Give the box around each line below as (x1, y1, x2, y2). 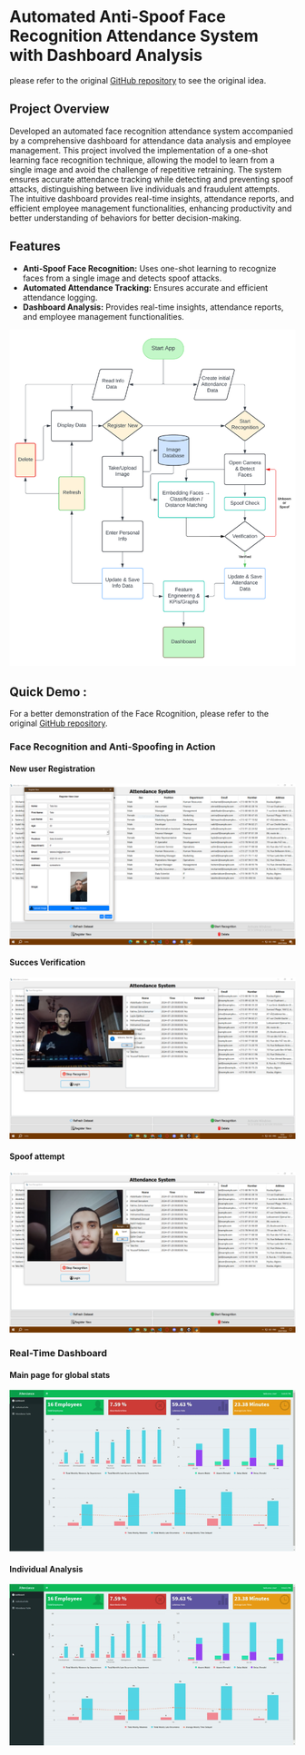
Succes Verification (9, 957, 86, 968)
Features (9, 239, 61, 254)
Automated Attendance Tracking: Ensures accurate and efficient (22, 282, 269, 292)
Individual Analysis (9, 1563, 84, 1574)
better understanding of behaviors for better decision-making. (9, 212, 242, 223)
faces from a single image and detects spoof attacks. (22, 273, 222, 283)
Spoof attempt (9, 1151, 65, 1162)
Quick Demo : (9, 684, 88, 699)
